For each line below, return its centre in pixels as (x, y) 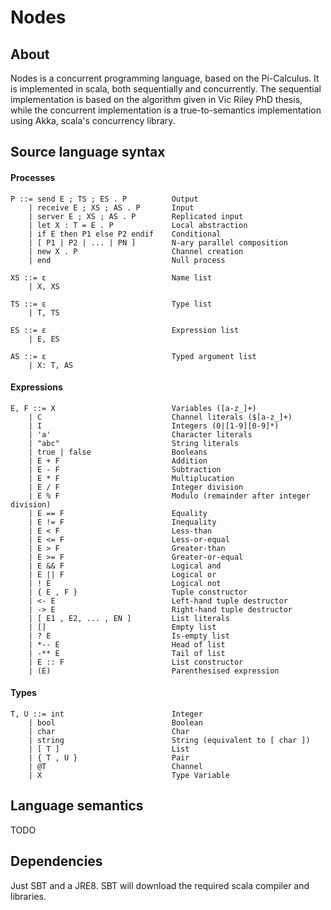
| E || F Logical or (122, 574)
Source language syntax (88, 152)
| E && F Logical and (125, 566)
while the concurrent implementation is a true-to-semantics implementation (166, 110)
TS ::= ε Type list (111, 304)
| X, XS (44, 286)
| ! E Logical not (125, 583)
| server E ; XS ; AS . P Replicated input (136, 216)
